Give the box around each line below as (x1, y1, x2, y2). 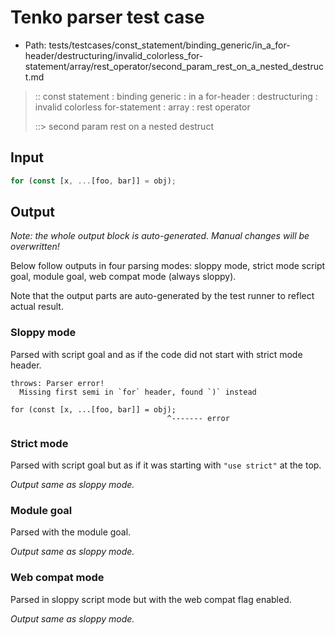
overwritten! (10, 241, 60, 253)
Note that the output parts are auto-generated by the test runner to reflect (10, 290, 315, 302)
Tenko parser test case (10, 6, 205, 29)
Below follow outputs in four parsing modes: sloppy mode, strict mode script (10, 260, 326, 272)
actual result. (10, 301, 64, 313)
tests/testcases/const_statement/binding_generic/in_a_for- (48, 39, 291, 51)
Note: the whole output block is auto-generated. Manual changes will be (10, 230, 310, 242)
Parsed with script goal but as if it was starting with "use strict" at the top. (10, 459, 322, 471)
